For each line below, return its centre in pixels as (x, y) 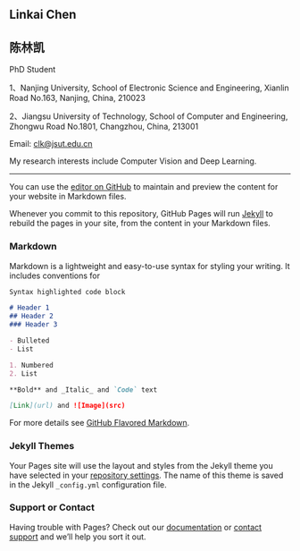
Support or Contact (52, 507)
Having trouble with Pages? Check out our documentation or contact (135, 527)
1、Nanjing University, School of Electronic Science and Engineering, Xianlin (149, 88)
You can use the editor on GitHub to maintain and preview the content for (144, 187)
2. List (24, 373)
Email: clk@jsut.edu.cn (51, 144)
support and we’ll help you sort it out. (78, 537)
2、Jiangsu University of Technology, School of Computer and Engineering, (149, 116)
